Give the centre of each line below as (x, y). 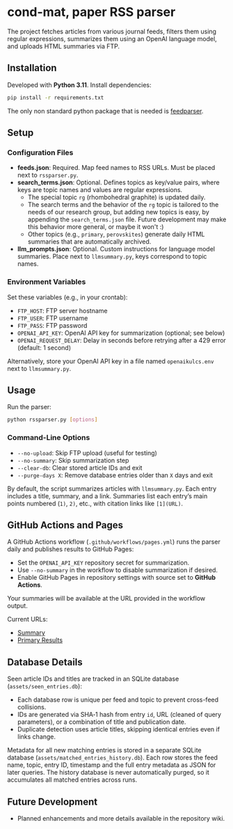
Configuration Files (40, 152)
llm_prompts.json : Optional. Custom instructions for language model (116, 249)
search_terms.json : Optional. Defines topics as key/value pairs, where (119, 182)
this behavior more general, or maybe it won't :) (96, 227)
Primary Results (40, 640)
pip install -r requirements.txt (56, 97)
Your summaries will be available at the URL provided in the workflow (106, 599)
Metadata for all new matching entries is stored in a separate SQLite (104, 750)
